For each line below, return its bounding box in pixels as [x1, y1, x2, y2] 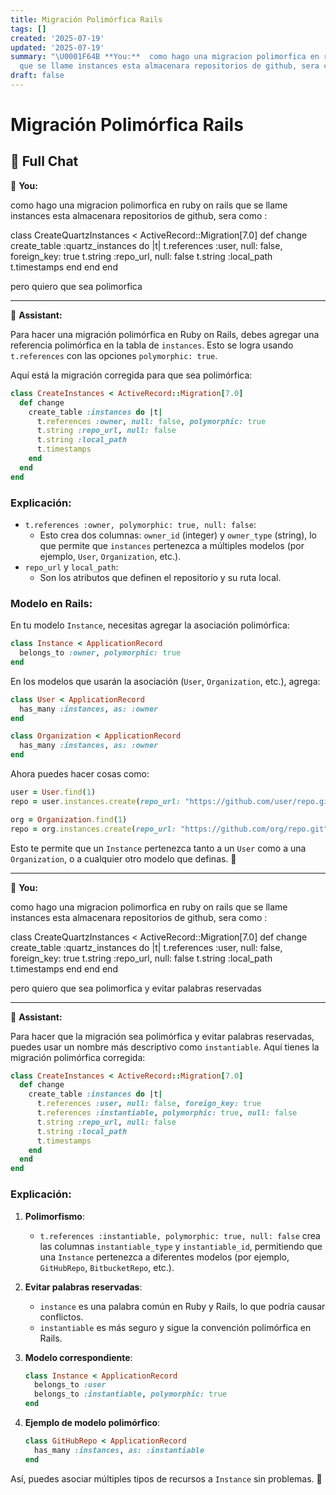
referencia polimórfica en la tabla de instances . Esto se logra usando [10, 339, 294, 351]
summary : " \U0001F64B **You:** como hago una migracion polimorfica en [10, 52, 320, 62]
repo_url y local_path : [24, 561, 119, 573]
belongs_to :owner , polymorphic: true [19, 648, 182, 658]
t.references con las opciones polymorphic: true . [10, 349, 218, 361]
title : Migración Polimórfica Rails [10, 14, 163, 25]
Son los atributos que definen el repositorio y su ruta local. [39, 571, 282, 583]
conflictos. [39, 1311, 84, 1323]
